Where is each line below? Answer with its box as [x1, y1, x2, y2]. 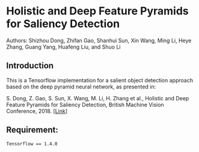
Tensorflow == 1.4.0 [6, 141, 58, 147]
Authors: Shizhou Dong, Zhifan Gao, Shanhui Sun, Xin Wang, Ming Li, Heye [6, 37, 192, 44]
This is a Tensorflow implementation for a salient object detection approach [6, 76, 194, 84]
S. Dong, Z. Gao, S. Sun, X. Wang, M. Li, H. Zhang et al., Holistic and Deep [6, 94, 189, 102]
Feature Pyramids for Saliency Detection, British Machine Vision [6, 101, 164, 108]
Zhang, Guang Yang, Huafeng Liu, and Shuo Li [6, 43, 121, 50]
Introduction [6, 61, 54, 71]
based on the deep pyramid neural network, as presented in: [6, 83, 156, 90]
